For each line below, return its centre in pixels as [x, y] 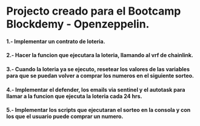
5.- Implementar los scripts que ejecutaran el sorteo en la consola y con [98, 110]
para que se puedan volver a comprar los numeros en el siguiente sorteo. [100, 75]
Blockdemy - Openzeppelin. [78, 24]
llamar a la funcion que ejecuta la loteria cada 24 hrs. [74, 96]
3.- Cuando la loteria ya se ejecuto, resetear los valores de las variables [98, 69]
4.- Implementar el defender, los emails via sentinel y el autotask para [96, 89]
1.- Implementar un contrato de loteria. [56, 41]
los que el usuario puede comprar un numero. [65, 116]
